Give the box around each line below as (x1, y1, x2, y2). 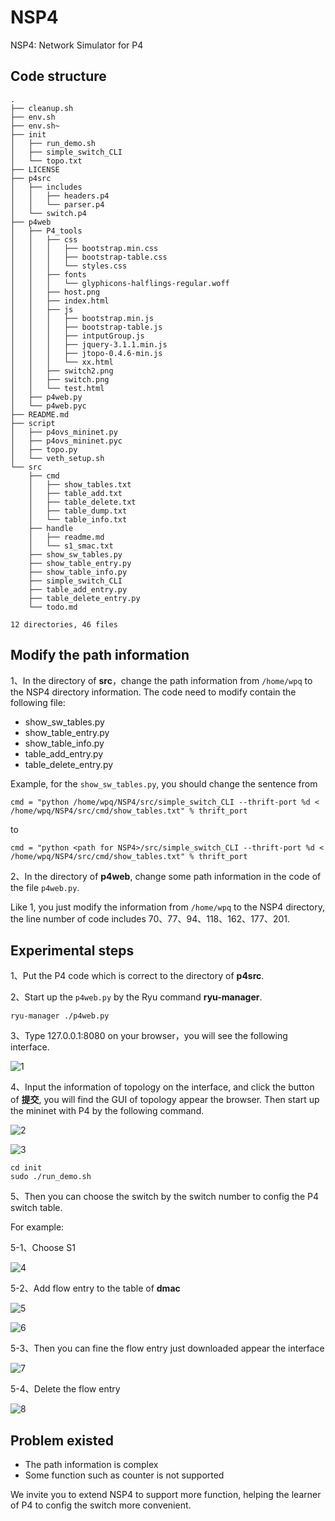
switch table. (10, 1202, 63, 1214)
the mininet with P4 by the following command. (10, 1105, 205, 1117)
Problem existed (10, 1432, 115, 1449)
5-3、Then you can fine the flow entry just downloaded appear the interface (10, 1342, 325, 1355)
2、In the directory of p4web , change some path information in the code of (10, 870, 322, 882)
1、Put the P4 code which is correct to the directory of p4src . (10, 970, 265, 982)
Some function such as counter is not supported (24, 1469, 225, 1481)
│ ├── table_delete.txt (28, 497, 137, 507)
